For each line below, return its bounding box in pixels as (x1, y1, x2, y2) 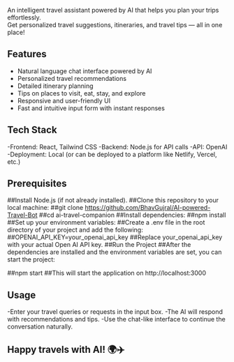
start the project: (7, 255, 56, 264)
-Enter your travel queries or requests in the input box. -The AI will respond (7, 308, 224, 316)
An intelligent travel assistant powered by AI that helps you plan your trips (7, 6, 219, 14)
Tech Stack (7, 124, 57, 136)
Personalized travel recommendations (17, 74, 127, 82)
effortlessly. (7, 13, 42, 22)
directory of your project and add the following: (7, 226, 143, 234)
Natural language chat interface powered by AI (17, 66, 152, 75)
